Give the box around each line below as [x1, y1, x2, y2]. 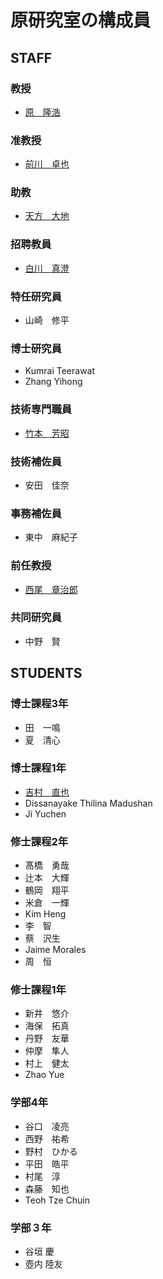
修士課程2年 [10, 834, 69, 848]
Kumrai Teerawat [24, 365, 96, 377]
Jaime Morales [24, 944, 87, 956]
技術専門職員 [10, 402, 73, 416]
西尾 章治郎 [24, 583, 78, 595]
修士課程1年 [10, 983, 67, 997]
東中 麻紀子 [24, 531, 78, 543]
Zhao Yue [24, 1069, 65, 1081]
